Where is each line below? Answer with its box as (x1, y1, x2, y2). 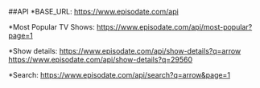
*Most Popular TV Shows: (8, 22, 95, 31)
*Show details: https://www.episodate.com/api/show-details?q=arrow (8, 46, 241, 55)
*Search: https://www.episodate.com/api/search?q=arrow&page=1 (8, 70, 231, 79)
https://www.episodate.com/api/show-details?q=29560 (8, 55, 193, 64)
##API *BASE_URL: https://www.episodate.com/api (8, 7, 179, 16)
